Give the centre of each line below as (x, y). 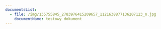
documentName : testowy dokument (48, 19)
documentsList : (21, 10)
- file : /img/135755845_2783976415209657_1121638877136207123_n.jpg (83, 14)
